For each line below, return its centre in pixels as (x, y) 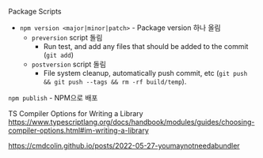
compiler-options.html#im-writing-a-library (78, 130)
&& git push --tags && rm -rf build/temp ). (115, 81)
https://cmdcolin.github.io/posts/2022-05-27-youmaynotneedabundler (124, 146)
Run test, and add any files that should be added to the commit (146, 46)
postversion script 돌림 (69, 64)
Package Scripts (35, 11)
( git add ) (58, 55)
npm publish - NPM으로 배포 (53, 98)
